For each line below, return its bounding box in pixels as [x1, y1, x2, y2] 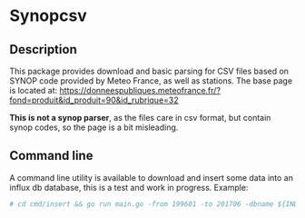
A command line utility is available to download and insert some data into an [9, 172, 293, 183]
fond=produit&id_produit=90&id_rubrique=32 [9, 94, 179, 105]
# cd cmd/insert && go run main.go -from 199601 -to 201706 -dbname [9, 199, 274, 209]
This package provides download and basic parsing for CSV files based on [9, 65, 289, 76]
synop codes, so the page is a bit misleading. [9, 122, 179, 133]
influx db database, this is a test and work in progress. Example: [9, 182, 249, 193]
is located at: [9, 85, 58, 95]
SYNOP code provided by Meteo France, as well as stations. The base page [9, 75, 293, 86]
